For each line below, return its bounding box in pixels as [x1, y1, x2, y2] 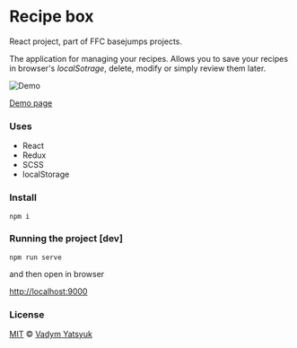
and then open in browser [9, 268, 105, 279]
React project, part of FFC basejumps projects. [9, 36, 182, 47]
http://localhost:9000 [9, 285, 88, 297]
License [9, 308, 45, 320]
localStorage [22, 169, 70, 180]
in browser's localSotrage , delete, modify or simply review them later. [9, 63, 266, 74]
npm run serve [9, 253, 63, 262]
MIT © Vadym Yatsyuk [9, 329, 92, 340]
